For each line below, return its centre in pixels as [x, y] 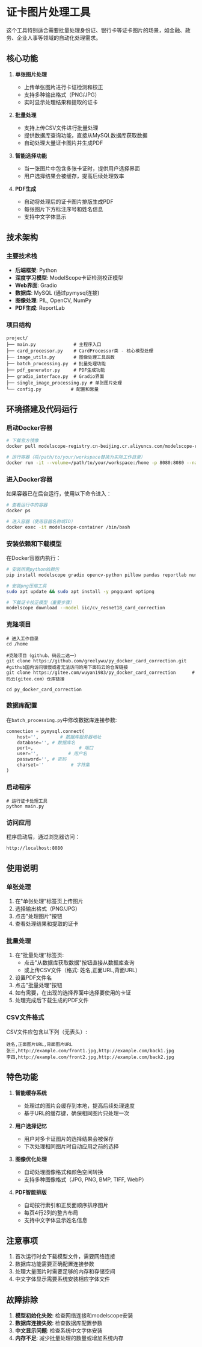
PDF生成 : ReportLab [40, 308]
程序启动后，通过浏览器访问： [43, 837]
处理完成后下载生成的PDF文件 [52, 1000]
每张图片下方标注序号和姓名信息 [63, 209]
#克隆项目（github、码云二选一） [43, 655]
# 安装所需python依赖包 [33, 570]
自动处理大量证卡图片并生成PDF [63, 143]
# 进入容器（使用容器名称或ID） [41, 521]
